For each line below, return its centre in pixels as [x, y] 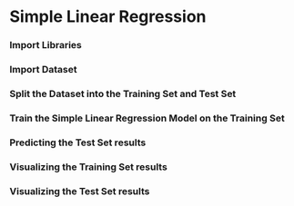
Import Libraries [46, 45]
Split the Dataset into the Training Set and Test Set [123, 93]
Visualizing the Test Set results [80, 191]
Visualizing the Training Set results [89, 167]
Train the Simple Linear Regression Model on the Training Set [147, 118]
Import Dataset [43, 70]
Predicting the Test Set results [78, 142]
